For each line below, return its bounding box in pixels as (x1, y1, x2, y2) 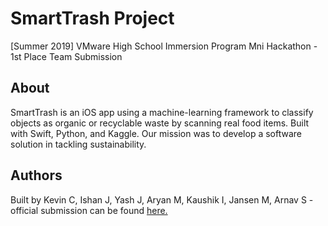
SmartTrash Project (10, 7, 175, 30)
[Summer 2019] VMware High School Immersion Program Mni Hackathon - (10, 40, 318, 52)
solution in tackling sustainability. (10, 138, 147, 150)
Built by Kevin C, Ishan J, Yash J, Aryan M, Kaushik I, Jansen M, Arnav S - (10, 193, 314, 206)
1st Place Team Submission (10, 50, 123, 62)
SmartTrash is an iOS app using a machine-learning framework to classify (10, 106, 314, 118)
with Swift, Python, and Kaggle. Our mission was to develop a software (10, 127, 302, 139)
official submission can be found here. (10, 204, 168, 216)
